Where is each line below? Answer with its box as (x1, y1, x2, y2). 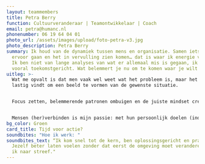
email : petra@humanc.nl (6, 26, 67, 32)
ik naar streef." (12, 149, 56, 155)
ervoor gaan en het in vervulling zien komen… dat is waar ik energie (12, 54, 195, 60)
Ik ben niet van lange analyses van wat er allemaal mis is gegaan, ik (12, 60, 198, 66)
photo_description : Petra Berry (6, 43, 88, 49)
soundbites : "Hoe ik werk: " (6, 132, 81, 138)
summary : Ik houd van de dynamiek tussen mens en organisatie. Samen (6, 49, 187, 55)
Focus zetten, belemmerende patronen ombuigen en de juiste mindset (12, 98, 190, 105)
